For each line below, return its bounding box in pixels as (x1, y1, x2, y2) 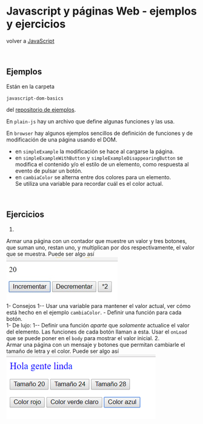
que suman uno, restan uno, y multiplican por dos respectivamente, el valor (6, 244, 195, 251)
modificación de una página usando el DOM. (6, 135, 118, 143)
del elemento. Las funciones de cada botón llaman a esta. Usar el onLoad (6, 328, 187, 335)
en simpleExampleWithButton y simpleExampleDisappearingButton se (15, 154, 183, 162)
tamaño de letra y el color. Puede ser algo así (6, 347, 119, 355)
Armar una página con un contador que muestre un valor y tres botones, (6, 237, 187, 244)
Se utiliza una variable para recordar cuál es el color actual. (15, 180, 164, 187)
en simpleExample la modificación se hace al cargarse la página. (15, 148, 175, 155)
